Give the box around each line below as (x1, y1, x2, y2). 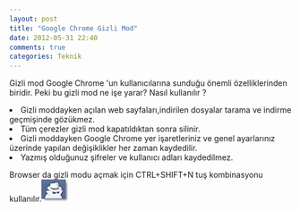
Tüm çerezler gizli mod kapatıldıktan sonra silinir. (21, 123, 201, 134)
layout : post (9, 14, 58, 23)
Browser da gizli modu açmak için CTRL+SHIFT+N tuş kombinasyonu (9, 170, 264, 181)
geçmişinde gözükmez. (9, 114, 96, 125)
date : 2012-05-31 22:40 (9, 33, 99, 42)
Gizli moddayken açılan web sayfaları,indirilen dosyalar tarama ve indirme (21, 105, 292, 115)
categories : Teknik (9, 52, 82, 62)
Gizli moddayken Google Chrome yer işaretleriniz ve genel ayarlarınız (21, 133, 276, 144)
